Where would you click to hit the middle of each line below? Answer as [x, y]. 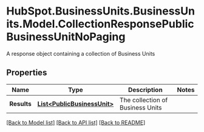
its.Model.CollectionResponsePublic [100, 24]
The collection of [144, 100]
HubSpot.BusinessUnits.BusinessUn [101, 11]
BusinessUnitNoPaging [66, 37]
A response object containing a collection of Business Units [81, 53]
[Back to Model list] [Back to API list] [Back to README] [76, 122]
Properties [27, 73]
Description [145, 90]
